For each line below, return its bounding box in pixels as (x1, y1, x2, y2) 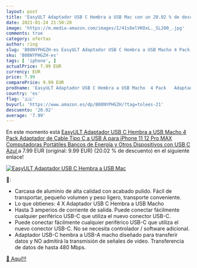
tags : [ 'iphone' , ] (6, 58, 57, 63)
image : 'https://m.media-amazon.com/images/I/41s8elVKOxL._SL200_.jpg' (6, 25, 185, 31)
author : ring (6, 42, 38, 48)
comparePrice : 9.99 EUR (6, 80, 64, 86)
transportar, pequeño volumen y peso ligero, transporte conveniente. (14, 194, 182, 201)
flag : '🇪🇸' (6, 96, 35, 102)
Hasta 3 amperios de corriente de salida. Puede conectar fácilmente (14, 206, 180, 213)
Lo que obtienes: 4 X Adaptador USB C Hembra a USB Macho (14, 200, 164, 207)
